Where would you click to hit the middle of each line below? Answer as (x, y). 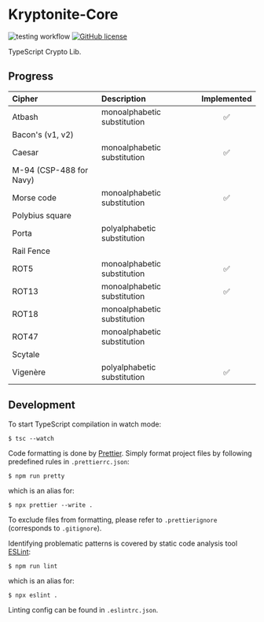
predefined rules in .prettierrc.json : (69, 461)
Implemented (227, 99)
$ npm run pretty (37, 476)
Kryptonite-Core (63, 15)
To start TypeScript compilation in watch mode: (85, 424)
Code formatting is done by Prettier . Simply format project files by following (130, 453)
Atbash (25, 117)
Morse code (34, 197)
